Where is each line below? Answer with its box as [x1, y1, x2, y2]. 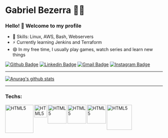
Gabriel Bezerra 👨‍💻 [5, 4, 85, 16]
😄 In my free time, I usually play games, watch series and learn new [12, 46, 153, 52]
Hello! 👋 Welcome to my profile [5, 22, 81, 29]
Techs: [5, 93, 22, 100]
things [12, 52, 26, 58]
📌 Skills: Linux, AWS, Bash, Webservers [12, 33, 94, 39]
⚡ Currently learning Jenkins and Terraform [12, 39, 102, 45]
